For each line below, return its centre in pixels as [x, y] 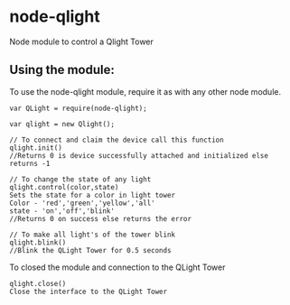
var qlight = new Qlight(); [62, 124]
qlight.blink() [38, 242]
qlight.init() [36, 148]
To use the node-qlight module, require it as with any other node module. [145, 91]
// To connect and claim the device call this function [117, 140]
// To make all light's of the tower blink [93, 235]
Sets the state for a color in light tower [93, 195]
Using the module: [62, 70]
